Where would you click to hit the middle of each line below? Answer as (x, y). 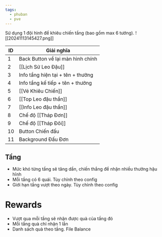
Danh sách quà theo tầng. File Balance (51, 229)
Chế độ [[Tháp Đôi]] (42, 123)
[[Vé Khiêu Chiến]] (41, 91)
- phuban (19, 14)
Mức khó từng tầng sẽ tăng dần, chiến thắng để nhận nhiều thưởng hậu (84, 169)
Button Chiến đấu (39, 131)
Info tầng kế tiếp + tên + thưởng (56, 83)
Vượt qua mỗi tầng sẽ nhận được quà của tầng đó (62, 219)
